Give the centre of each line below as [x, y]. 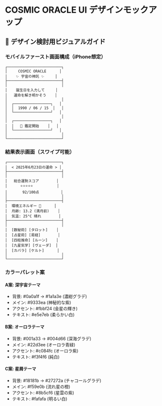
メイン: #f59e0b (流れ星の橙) [41, 387]
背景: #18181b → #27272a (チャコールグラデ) [57, 380]
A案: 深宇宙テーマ [23, 284]
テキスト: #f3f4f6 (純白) [36, 357]
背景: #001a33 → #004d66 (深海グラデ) [52, 338]
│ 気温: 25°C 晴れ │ [33, 216]
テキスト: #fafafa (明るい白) [40, 399]
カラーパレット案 [25, 272]
